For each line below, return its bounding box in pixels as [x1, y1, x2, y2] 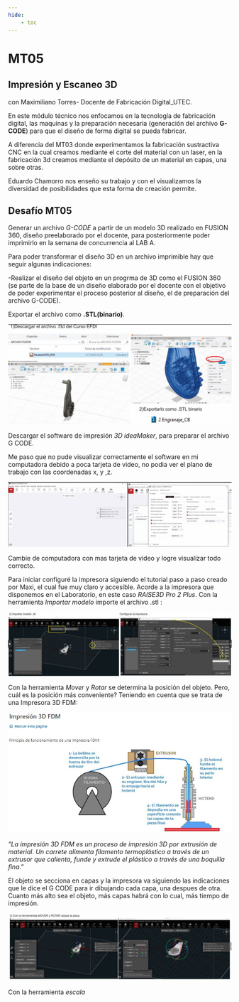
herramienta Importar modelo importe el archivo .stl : [8, 598, 162, 606]
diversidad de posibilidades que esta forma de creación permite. [8, 184, 197, 193]
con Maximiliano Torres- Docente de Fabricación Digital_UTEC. [8, 97, 192, 106]
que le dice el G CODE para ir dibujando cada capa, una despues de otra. [8, 884, 222, 893]
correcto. [8, 561, 35, 570]
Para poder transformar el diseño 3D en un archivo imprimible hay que [8, 252, 214, 261]
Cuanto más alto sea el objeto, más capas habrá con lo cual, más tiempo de [8, 892, 229, 900]
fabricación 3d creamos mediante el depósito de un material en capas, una [8, 155, 227, 163]
